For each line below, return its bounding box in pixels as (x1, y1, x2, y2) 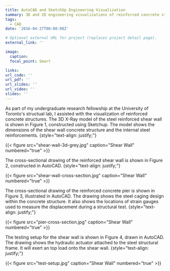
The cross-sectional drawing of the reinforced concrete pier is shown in (5, 187, 155, 193)
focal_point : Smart (10, 59, 51, 64)
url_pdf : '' (5, 77, 30, 83)
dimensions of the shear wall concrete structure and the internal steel (5, 127, 150, 133)
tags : (5, 17, 17, 22)
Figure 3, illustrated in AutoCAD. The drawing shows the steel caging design (5, 193, 164, 199)
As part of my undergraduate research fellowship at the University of (5, 105, 149, 111)
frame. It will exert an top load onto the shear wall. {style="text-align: (5, 245, 149, 251)
